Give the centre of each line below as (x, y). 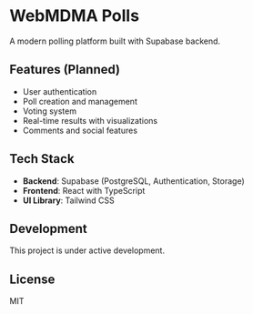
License (32, 279)
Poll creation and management (80, 101)
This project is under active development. (87, 250)
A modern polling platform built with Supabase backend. (115, 41)
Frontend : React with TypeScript (84, 190)
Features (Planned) (65, 70)
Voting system (50, 111)
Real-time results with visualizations (90, 120)
